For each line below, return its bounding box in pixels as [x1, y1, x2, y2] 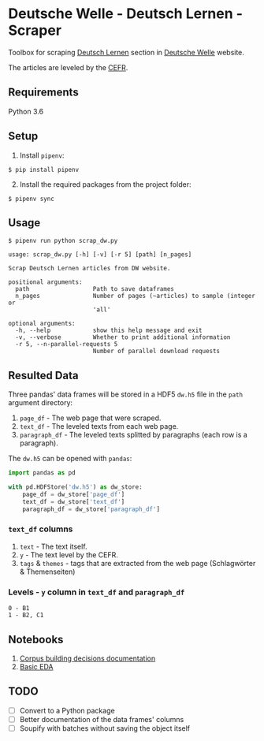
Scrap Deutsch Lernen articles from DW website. [8, 265, 171, 273]
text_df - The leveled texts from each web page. [19, 422, 179, 431]
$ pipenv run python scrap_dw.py [8, 237, 118, 245]
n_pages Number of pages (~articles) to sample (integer [15, 292, 256, 300]
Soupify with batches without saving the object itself [19, 723, 191, 733]
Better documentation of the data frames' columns [19, 714, 184, 724]
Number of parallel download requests [92, 348, 221, 356]
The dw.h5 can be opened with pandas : [8, 454, 132, 464]
